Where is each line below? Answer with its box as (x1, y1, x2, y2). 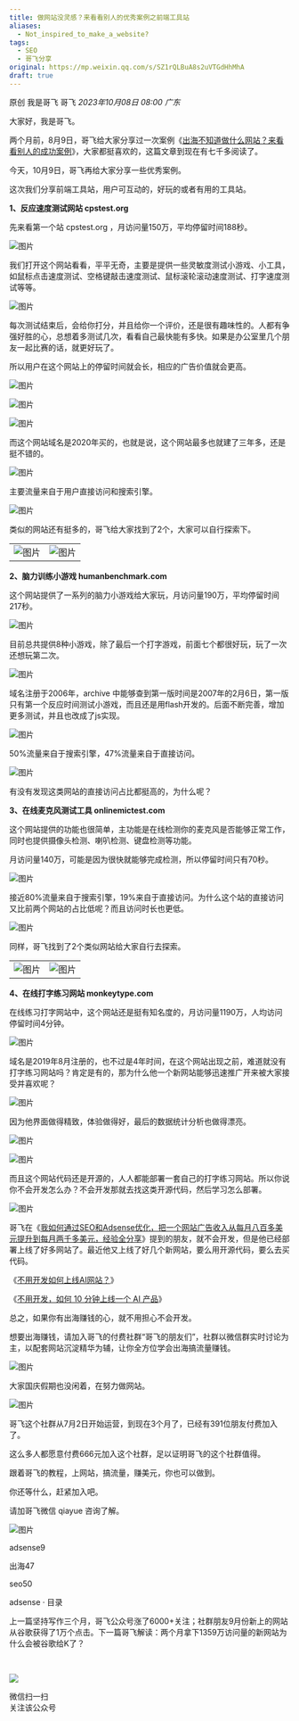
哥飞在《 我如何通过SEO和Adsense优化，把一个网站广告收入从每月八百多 (9, 1221, 276, 1232)
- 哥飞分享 (17, 54, 53, 63)
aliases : (9, 21, 42, 30)
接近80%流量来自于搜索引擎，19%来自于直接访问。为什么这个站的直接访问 (9, 891, 285, 902)
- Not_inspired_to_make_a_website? (17, 29, 149, 38)
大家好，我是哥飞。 (9, 115, 80, 126)
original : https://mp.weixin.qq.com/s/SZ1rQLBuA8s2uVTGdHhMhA (9, 63, 245, 72)
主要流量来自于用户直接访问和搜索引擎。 (9, 485, 158, 496)
